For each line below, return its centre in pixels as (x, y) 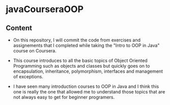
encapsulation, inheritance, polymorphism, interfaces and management (88, 71)
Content (19, 28)
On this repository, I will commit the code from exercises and (77, 40)
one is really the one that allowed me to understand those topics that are (89, 92)
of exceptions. (28, 76)
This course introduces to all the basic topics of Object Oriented (80, 61)
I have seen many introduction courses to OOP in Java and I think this (86, 86)
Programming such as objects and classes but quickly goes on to (81, 66)
